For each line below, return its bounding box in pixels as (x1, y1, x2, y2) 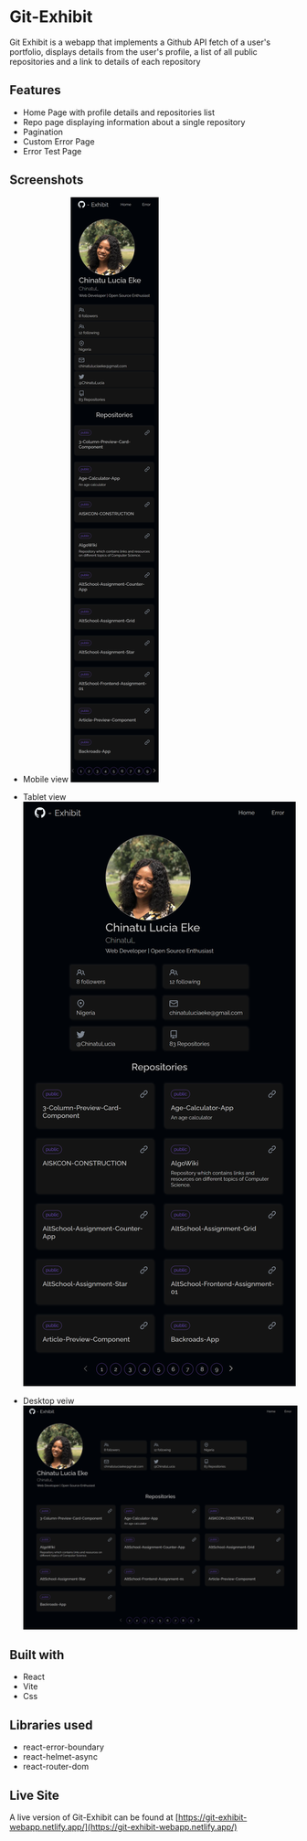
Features (9, 82, 61, 98)
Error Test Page (22, 145, 82, 156)
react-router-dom (22, 1761, 90, 1772)
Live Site (9, 1787, 59, 1803)
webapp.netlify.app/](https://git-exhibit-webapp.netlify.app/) (9, 1822, 238, 1833)
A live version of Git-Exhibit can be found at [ (9, 1812, 179, 1823)
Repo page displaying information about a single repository (22, 116, 246, 127)
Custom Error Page (22, 135, 95, 147)
